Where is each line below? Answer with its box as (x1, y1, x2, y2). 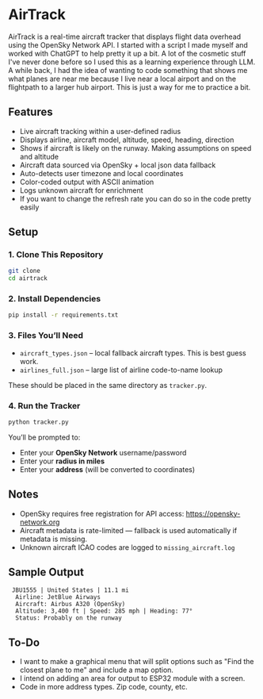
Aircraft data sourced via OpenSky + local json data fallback (19, 160, 216, 170)
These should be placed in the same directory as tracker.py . (8, 380, 208, 390)
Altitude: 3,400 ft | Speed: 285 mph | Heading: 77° (15, 607, 193, 616)
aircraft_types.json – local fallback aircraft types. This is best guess (19, 348, 247, 358)
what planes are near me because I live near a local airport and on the (8, 74, 236, 83)
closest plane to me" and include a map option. (19, 665, 174, 675)
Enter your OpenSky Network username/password (19, 447, 187, 457)
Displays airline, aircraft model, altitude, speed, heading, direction (19, 135, 234, 144)
